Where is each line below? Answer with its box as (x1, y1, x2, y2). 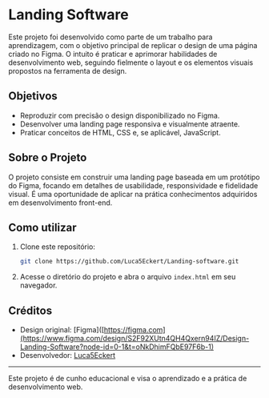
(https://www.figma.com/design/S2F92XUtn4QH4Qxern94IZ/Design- (19, 334, 250, 344)
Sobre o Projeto (8, 151, 87, 165)
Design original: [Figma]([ (19, 325, 105, 335)
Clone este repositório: (19, 242, 96, 251)
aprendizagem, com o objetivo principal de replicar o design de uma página (8, 40, 258, 50)
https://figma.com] (103, 325, 166, 335)
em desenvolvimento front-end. (8, 198, 113, 207)
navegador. (19, 280, 58, 290)
